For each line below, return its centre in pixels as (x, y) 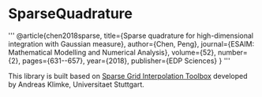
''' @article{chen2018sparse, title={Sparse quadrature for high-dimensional (131, 35)
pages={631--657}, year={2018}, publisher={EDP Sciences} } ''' (126, 61)
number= (233, 52)
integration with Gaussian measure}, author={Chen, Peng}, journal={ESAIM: (131, 43)
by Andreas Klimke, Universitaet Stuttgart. (76, 84)
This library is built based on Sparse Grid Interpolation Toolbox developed (128, 76)
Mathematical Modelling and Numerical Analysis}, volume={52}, (112, 52)
